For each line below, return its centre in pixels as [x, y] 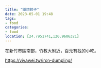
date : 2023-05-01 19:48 [29, 14]
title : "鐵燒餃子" [22, 9]
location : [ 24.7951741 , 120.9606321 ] [42, 37]
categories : [17, 27]
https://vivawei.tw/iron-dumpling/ [39, 60]
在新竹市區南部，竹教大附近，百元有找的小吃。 [52, 51]
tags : [10, 18]
